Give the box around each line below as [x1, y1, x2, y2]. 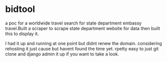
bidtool [5, 3, 35, 15]
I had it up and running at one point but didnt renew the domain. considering [5, 40, 162, 46]
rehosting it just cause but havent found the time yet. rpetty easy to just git [5, 45, 159, 51]
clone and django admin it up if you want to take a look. [5, 51, 119, 57]
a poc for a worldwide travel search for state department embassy [5, 20, 141, 26]
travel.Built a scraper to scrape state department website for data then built [5, 25, 160, 31]
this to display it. [5, 30, 39, 36]
